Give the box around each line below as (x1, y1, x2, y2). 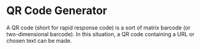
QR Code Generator (6, 4, 108, 18)
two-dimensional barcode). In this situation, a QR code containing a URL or (6, 30, 194, 37)
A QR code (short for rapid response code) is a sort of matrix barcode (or (6, 24, 191, 31)
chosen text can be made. (6, 37, 72, 44)
